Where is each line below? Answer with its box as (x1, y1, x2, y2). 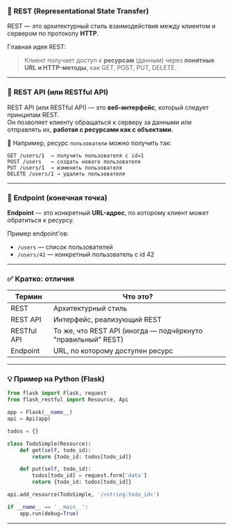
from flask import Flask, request (7, 390, 107, 397)
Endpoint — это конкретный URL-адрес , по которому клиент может (7, 208, 209, 217)
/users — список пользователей (17, 243, 113, 251)
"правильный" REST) (53, 335, 124, 345)
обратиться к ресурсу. (7, 216, 74, 224)
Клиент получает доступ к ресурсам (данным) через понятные (24, 56, 215, 64)
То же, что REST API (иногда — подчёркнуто (53, 326, 203, 336)
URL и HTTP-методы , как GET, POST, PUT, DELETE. (24, 64, 177, 72)
